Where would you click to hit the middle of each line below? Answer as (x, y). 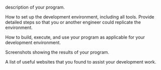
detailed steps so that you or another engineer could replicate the (73, 22)
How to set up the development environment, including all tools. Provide (80, 17)
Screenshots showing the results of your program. (57, 52)
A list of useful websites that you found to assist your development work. (81, 62)
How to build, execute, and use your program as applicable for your (75, 37)
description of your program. (35, 7)
